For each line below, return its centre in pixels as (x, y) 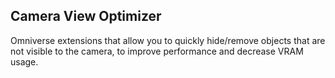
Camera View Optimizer (86, 16)
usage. (24, 61)
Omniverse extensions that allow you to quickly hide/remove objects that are (168, 40)
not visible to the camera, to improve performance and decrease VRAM (157, 51)
